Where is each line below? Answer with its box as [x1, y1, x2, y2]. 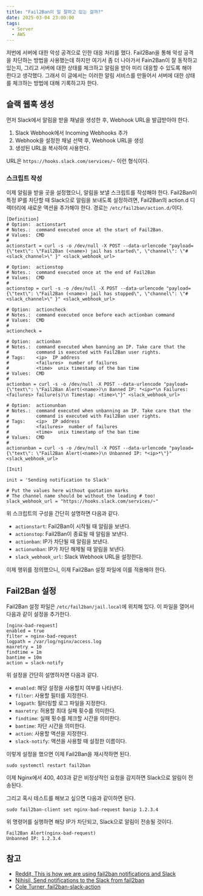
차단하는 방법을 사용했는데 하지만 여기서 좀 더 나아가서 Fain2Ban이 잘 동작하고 [12, 57, 198, 64]
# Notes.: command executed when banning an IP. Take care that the [6, 344, 186, 350]
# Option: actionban [6, 339, 61, 345]
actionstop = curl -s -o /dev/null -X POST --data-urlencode [6, 285, 164, 292]
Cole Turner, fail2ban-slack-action [15, 883, 101, 890]
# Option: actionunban [6, 403, 67, 409]
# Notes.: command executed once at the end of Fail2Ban [6, 269, 156, 276]
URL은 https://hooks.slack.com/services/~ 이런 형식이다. [6, 157, 150, 164]
